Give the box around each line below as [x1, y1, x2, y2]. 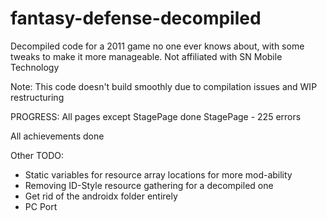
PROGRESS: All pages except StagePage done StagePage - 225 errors [10, 110, 302, 122]
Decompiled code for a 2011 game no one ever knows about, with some [10, 40, 305, 52]
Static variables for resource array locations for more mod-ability [24, 168, 293, 181]
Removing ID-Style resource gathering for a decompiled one [24, 179, 274, 191]
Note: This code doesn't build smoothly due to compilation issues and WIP [10, 80, 318, 92]
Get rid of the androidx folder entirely [24, 190, 178, 202]
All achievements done [10, 130, 105, 142]
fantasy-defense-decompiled [10, 7, 262, 30]
